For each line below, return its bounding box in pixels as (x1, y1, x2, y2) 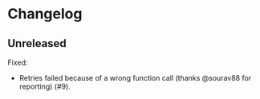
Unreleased (7, 37, 67, 50)
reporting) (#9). (18, 81, 71, 91)
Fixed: (7, 57, 28, 67)
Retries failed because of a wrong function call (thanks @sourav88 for (18, 73, 252, 82)
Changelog (7, 5, 83, 23)
